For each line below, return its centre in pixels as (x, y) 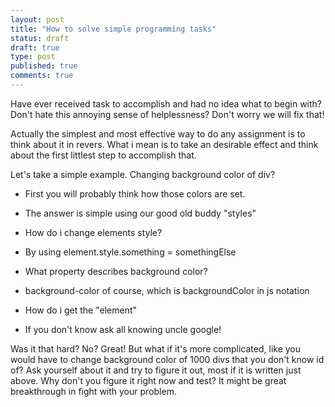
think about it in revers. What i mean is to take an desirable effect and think (164, 144)
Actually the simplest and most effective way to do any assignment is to (158, 133)
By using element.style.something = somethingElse (130, 252)
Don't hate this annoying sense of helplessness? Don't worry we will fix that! (167, 114)
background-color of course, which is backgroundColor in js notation (167, 290)
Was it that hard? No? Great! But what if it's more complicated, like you (156, 348)
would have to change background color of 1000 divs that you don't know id (167, 359)
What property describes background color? (116, 271)
